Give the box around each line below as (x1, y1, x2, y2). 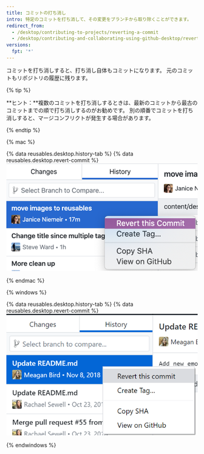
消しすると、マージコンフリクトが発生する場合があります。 (6, 114, 155, 121)
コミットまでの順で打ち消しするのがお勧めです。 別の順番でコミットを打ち (6, 107, 194, 114)
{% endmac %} (6, 277, 45, 285)
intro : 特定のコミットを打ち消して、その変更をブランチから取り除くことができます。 (6, 16, 192, 23)
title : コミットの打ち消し (6, 10, 67, 16)
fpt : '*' (12, 49, 34, 55)
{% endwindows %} (6, 441, 56, 449)
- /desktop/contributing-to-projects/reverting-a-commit (12, 29, 159, 35)
